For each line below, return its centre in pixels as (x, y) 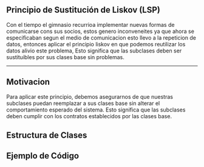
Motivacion (28, 82)
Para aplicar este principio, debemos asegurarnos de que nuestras (90, 96)
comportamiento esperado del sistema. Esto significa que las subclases (96, 110)
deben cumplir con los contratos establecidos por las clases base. (89, 116)
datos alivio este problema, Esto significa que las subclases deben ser (94, 51)
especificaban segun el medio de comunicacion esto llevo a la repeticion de (101, 37)
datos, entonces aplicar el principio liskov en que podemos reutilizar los (96, 44)
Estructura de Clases (47, 136)
